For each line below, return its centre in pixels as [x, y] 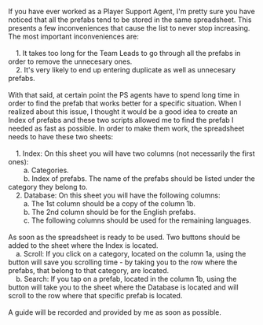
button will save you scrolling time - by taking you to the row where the [123, 262]
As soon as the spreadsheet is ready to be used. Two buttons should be [124, 237]
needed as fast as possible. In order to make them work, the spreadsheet [126, 128]
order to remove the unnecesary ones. [70, 61]
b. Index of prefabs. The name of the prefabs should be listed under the [139, 179]
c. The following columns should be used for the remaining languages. [137, 220]
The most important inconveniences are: [73, 36]
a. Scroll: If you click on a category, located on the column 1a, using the [131, 254]
